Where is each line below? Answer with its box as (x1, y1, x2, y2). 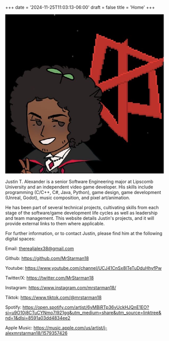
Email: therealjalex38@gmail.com (5, 246, 74, 252)
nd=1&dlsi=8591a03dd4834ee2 (5, 315, 70, 321)
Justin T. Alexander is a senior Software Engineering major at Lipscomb (5, 179, 153, 184)
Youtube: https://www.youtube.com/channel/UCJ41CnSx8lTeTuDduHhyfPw (5, 265, 162, 271)
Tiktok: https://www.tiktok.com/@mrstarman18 (5, 295, 102, 300)
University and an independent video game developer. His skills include (5, 184, 153, 190)
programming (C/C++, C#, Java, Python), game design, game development (5, 189, 161, 195)
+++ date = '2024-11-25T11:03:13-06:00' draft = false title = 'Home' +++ (5, 5, 155, 10)
